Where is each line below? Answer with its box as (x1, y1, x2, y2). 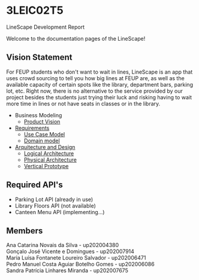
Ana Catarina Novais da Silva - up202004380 (6, 242, 119, 249)
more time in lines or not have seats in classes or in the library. (6, 100, 161, 107)
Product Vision (23, 118, 61, 125)
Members (6, 226, 43, 236)
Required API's (6, 180, 63, 190)
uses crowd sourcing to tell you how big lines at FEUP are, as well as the (6, 74, 185, 81)
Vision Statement (6, 52, 73, 63)
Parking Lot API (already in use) (14, 196, 94, 203)
